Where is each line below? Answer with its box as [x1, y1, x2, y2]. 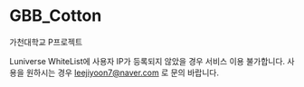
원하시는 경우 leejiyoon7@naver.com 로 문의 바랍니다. [25, 67, 220, 78]
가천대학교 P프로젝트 [9, 36, 83, 47]
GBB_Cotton [9, 5, 102, 26]
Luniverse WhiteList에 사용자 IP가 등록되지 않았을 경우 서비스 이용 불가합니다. [9, 55, 286, 66]
